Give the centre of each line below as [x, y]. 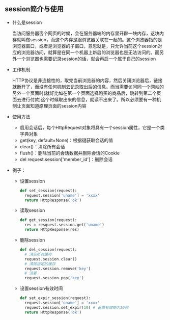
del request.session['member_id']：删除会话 [66, 159]
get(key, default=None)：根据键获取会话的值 [66, 140]
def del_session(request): [48, 250]
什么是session [27, 22]
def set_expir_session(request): [55, 298]
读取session [32, 210]
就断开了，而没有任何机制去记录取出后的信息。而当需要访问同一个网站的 [88, 87]
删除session [32, 240]
